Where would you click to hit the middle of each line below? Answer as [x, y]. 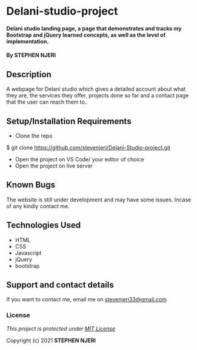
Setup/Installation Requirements [69, 121]
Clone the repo [34, 136]
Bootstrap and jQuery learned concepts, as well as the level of [86, 35]
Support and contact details [60, 285]
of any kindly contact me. [38, 206]
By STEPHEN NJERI [31, 55]
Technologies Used [43, 226]
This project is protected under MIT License [61, 328]
